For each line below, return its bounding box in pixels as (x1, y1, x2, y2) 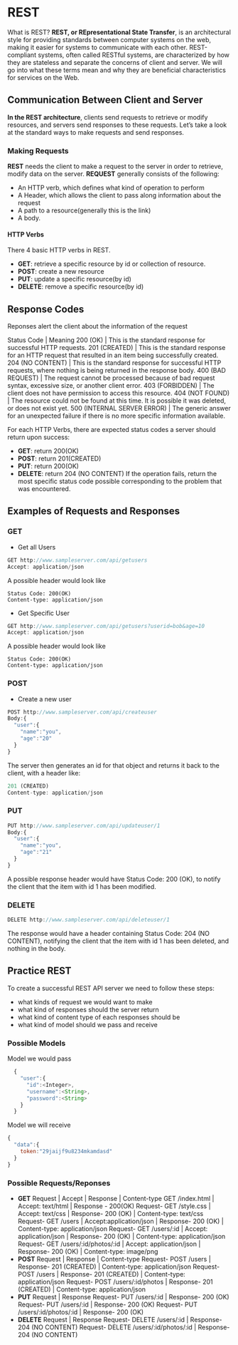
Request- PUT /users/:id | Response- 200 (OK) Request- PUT (17, 1300, 198, 1309)
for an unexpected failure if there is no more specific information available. (7, 411, 226, 421)
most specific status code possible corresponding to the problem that (17, 477, 222, 485)
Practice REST (7, 965, 72, 977)
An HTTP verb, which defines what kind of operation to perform (17, 183, 205, 192)
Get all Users (17, 542, 56, 551)
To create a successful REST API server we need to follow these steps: (7, 984, 215, 992)
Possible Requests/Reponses (7, 1177, 111, 1187)
